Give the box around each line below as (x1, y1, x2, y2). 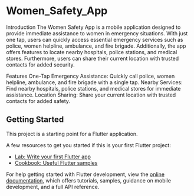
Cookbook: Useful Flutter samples (14, 159, 98, 166)
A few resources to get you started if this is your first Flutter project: (6, 141, 171, 148)
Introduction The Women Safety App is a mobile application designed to (6, 24, 181, 31)
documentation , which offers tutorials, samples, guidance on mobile (6, 177, 171, 184)
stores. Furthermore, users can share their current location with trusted (6, 55, 179, 62)
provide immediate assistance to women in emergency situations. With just (6, 29, 188, 36)
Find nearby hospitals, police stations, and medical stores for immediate (6, 85, 181, 92)
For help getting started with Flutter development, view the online (6, 171, 165, 178)
